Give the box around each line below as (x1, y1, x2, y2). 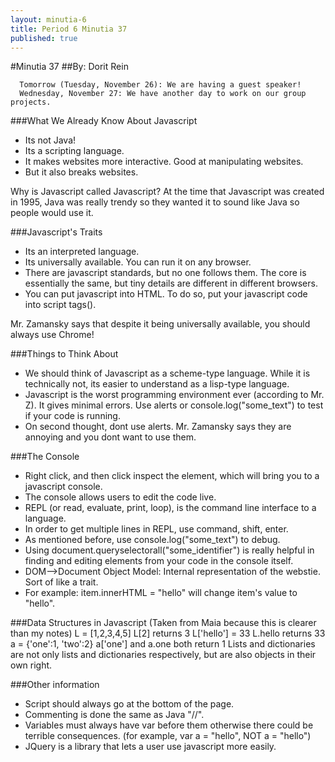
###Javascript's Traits (10, 226, 103, 238)
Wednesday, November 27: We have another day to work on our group (19, 89, 307, 99)
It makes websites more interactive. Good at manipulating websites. (24, 156, 304, 168)
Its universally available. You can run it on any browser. (24, 256, 252, 268)
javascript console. (24, 481, 103, 493)
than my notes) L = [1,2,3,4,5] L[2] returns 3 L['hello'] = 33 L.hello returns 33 (10, 627, 326, 640)
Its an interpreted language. (24, 246, 140, 258)
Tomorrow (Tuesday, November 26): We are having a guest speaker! (19, 80, 302, 90)
